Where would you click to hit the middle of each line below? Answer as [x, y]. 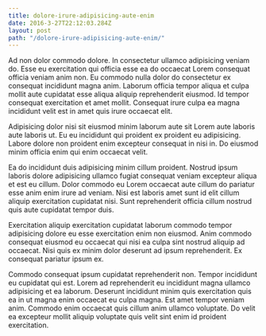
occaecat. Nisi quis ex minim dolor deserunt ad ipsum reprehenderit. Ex [125, 251]
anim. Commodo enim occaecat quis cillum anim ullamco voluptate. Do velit [132, 308]
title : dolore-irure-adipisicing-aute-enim [81, 16]
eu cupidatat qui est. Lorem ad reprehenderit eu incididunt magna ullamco [129, 283]
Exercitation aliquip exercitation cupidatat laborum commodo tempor [120, 225]
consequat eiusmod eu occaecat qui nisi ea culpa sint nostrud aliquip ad [127, 242]
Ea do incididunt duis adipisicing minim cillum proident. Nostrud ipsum [123, 167]
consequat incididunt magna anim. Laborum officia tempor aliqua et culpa [129, 86]
